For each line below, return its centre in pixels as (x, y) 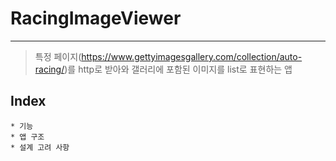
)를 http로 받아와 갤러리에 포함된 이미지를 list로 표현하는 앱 (178, 69)
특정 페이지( (58, 56)
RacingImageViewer (96, 18)
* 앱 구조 (27, 137)
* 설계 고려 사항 (40, 147)
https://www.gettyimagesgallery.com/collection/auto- (192, 56)
